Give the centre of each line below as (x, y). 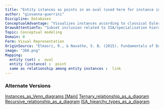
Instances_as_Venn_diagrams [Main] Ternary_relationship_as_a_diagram (77, 96)
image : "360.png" (23, 50)
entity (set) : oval (31, 60)
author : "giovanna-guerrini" (35, 14)
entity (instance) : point (38, 64)
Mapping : (14, 55)
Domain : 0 (15, 37)
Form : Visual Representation (35, 42)
